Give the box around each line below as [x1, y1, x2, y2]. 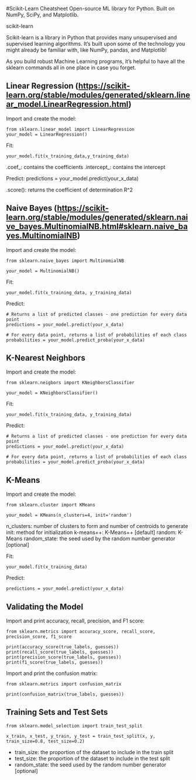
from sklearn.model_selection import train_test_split [6, 722, 143, 729]
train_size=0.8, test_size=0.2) [6, 738, 85, 744]
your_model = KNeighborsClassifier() [6, 390, 98, 396]
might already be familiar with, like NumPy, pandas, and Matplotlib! [6, 46, 167, 53]
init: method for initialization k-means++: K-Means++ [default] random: [6, 529, 177, 536]
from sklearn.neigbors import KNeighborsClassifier [6, 380, 135, 386]
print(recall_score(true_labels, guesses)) [6, 649, 114, 655]
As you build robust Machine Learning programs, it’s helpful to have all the [6, 58, 185, 65]
